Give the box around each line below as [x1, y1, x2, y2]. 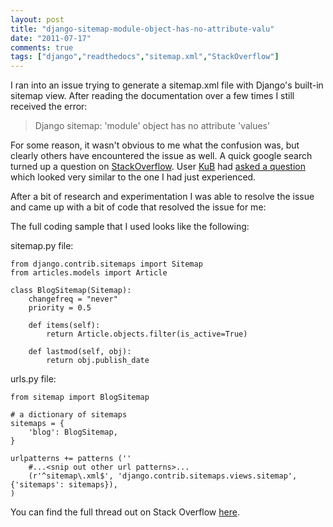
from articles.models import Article [10, 268, 168, 278]
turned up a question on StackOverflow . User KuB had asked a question [10, 161, 306, 173]
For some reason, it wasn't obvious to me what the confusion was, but [10, 139, 300, 151]
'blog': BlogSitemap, [28, 427, 118, 438]
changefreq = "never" [28, 294, 118, 305]
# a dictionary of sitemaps [10, 410, 128, 420]
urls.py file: [10, 373, 57, 385]
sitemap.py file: [10, 240, 74, 252]
